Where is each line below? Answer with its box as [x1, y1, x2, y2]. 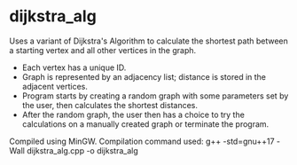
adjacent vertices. [21, 81, 89, 91]
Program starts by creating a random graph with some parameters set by [21, 90, 289, 101]
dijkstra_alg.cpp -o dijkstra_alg [26, 145, 139, 156]
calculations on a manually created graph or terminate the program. [21, 118, 270, 130]
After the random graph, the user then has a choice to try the [21, 109, 246, 120]
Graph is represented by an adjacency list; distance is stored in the [21, 71, 267, 82]
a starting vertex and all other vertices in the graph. [9, 44, 197, 55]
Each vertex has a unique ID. [21, 62, 127, 73]
